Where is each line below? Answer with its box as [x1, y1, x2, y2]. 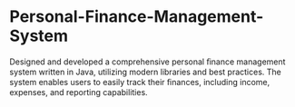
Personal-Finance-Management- [9, 6, 264, 27]
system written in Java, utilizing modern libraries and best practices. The [9, 66, 281, 77]
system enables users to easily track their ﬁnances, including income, [9, 76, 270, 87]
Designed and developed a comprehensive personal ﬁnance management [9, 56, 286, 67]
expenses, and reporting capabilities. [9, 86, 148, 97]
